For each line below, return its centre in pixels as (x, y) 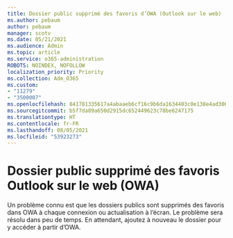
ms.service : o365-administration (55, 59)
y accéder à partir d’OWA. (44, 228)
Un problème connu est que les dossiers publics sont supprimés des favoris (116, 205)
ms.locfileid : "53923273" (44, 136)
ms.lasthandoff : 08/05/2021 (48, 130)
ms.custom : (23, 85)
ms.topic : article (34, 53)
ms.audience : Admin (35, 46)
